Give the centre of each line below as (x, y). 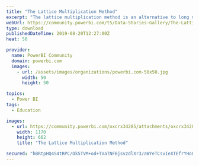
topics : (16, 94)
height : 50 (35, 83)
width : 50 (34, 78)
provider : (18, 50)
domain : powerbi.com (37, 61)
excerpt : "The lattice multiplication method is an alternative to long (98, 17)
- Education (26, 110)
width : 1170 (31, 132)
